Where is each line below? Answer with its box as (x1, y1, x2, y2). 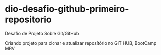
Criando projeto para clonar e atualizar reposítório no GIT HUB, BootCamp (5, 40, 157, 46)
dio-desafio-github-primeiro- (5, 3, 129, 15)
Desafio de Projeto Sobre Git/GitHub (5, 30, 79, 36)
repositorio (5, 14, 52, 25)
